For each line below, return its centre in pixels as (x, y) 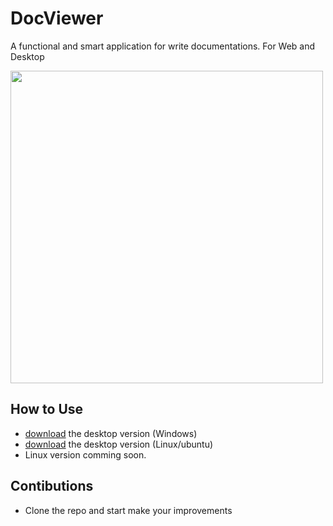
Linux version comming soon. (85, 454)
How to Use (47, 409)
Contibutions (52, 486)
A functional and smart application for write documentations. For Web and (163, 46)
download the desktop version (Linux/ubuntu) (119, 444)
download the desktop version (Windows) (111, 433)
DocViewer (57, 18)
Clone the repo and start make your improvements (128, 510)
